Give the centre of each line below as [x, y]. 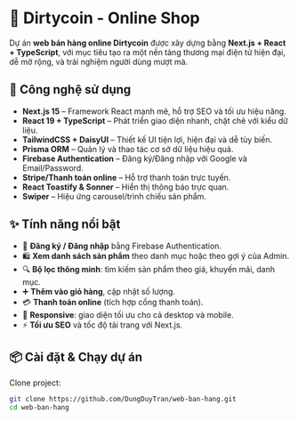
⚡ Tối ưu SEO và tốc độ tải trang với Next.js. [102, 325]
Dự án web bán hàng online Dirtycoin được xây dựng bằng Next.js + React [148, 43]
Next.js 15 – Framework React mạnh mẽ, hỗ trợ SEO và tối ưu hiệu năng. [154, 111]
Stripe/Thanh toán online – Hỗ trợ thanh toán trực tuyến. [126, 177]
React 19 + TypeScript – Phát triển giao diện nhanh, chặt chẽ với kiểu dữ [155, 120]
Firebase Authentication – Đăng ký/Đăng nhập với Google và [134, 158]
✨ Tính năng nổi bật [65, 225]
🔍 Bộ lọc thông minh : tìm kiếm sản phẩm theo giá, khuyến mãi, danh [149, 269]
